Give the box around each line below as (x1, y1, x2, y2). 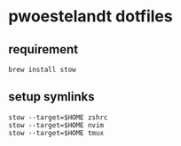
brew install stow (8, 65, 76, 74)
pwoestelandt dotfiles (8, 6, 174, 27)
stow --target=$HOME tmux (8, 128, 104, 137)
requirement (8, 42, 79, 57)
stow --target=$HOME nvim (8, 120, 104, 130)
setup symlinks (8, 89, 95, 104)
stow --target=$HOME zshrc (8, 113, 108, 122)
